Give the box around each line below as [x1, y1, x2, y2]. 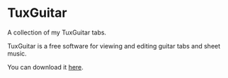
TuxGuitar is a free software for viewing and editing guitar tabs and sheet [7, 41, 221, 50]
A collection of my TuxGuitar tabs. [7, 28, 107, 37]
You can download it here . [7, 63, 84, 71]
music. [7, 49, 27, 58]
